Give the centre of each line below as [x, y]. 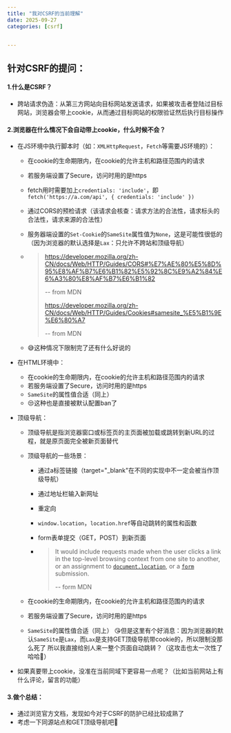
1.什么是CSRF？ [30, 87]
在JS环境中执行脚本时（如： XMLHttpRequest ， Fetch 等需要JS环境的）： [116, 146]
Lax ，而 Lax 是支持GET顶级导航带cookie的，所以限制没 [141, 639]
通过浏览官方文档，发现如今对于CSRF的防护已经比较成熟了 [101, 714]
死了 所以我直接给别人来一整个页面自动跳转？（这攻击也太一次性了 [128, 648]
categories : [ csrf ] [35, 26]
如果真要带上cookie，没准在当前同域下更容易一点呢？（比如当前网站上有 [120, 672]
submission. [72, 573]
